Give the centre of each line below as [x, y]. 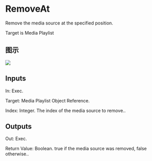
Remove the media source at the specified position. [59, 23]
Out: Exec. [16, 139]
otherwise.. [17, 154]
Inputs [16, 79]
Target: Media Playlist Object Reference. [48, 100]
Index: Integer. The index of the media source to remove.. [66, 111]
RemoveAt [28, 9]
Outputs [19, 126]
